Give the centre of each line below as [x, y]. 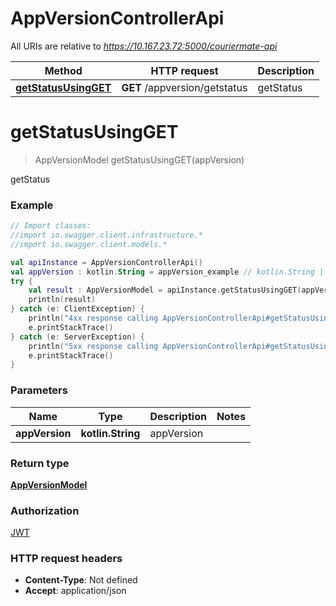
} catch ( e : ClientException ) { [77, 309]
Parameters [39, 390]
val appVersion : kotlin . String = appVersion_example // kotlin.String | [167, 272]
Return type [40, 463]
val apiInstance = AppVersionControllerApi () [106, 262]
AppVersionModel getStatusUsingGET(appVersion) [139, 159]
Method [63, 70]
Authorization [45, 510]
